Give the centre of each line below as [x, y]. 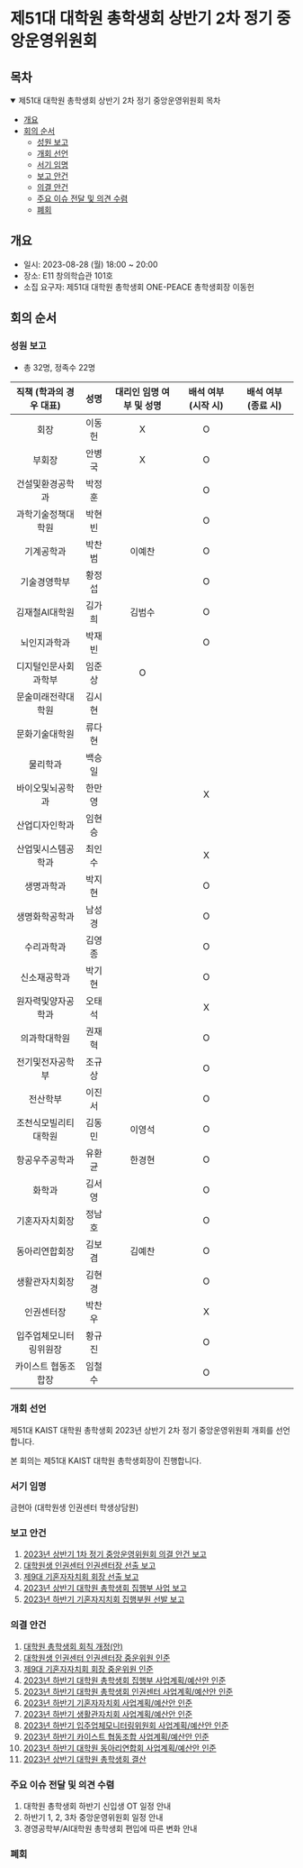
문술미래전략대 [45, 697]
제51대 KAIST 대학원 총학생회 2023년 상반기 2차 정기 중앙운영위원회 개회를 [142, 1430]
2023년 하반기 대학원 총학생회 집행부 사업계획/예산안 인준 [125, 1680]
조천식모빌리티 [45, 1122]
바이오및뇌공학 [45, 788]
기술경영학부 [45, 581]
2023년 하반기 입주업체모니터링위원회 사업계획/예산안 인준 [126, 1725]
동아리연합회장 [45, 1251]
